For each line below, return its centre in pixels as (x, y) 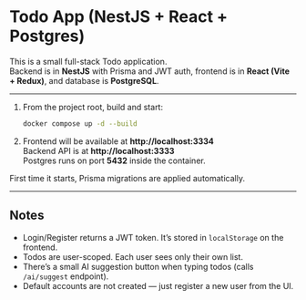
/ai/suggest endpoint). (66, 276)
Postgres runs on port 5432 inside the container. (114, 160)
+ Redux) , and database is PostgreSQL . (84, 80)
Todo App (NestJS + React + (119, 17)
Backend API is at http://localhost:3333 (98, 150)
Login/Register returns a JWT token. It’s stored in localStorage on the (153, 237)
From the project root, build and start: (93, 107)
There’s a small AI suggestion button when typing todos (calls (138, 266)
